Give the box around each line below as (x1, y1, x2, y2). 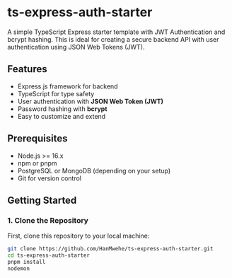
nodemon (7, 265, 30, 272)
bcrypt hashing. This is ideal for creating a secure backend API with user (7, 35, 219, 43)
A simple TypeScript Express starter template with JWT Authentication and (7, 28, 226, 36)
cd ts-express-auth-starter (7, 252, 91, 259)
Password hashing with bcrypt (17, 104, 108, 113)
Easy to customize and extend (17, 112, 106, 120)
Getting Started (7, 194, 77, 206)
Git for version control (17, 174, 82, 183)
